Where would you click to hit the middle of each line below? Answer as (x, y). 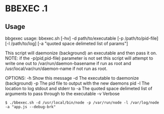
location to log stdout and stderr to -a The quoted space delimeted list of (79, 88)
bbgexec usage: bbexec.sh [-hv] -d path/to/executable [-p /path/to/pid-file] (82, 38)
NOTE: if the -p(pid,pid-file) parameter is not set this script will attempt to (79, 58)
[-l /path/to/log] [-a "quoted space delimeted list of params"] (67, 44)
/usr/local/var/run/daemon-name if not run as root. (56, 68)
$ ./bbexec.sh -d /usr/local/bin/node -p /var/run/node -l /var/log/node (82, 103)
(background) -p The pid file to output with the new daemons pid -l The (77, 83)
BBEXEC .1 (26, 9)
